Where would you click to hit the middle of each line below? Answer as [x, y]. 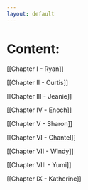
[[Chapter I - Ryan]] [35, 69]
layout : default [31, 14]
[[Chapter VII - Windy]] [40, 151]
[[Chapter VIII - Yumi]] [39, 164]
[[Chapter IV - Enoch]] [39, 110]
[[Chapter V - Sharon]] [39, 123]
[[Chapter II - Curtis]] [38, 82]
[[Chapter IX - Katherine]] [44, 179]
